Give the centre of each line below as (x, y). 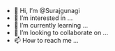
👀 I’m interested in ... (43, 18)
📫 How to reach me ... (46, 40)
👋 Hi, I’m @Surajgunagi (47, 11)
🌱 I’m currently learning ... (51, 25)
